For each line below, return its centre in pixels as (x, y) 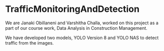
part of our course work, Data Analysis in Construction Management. (76, 28)
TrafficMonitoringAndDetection (72, 9)
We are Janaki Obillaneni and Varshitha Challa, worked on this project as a (82, 23)
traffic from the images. (30, 43)
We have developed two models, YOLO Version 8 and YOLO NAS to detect (82, 38)
